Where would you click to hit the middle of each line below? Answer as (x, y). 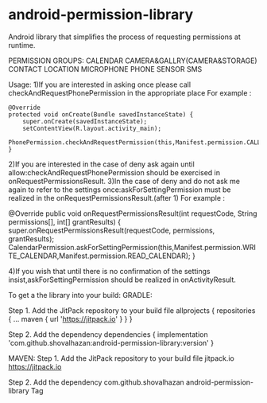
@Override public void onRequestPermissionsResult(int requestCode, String (133, 213)
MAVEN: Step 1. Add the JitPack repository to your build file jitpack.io (121, 358)
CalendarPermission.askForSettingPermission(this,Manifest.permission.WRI (132, 247)
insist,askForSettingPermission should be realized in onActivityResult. (122, 280)
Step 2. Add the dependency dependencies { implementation (108, 334)
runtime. (22, 45)
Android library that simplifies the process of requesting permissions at (124, 37)
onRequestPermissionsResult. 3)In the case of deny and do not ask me (124, 181)
